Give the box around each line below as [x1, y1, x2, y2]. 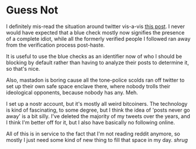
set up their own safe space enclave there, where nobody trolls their [6, 82, 171, 89]
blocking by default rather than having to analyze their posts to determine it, [6, 59, 189, 66]
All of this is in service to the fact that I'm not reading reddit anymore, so [6, 130, 180, 137]
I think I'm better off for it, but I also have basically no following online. [6, 119, 176, 126]
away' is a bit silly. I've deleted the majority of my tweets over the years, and [6, 112, 190, 120]
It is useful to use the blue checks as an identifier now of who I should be [6, 53, 183, 60]
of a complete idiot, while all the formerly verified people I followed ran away [6, 35, 191, 42]
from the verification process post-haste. [6, 41, 105, 48]
